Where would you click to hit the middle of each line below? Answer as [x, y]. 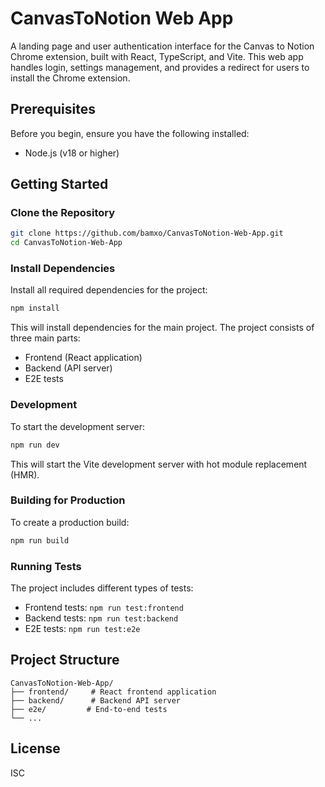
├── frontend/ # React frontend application [113, 692]
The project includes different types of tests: [102, 588]
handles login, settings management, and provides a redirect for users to [160, 67]
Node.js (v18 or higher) [72, 153]
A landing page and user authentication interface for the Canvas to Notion [162, 46]
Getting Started [59, 184]
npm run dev [35, 445]
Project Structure [65, 660]
